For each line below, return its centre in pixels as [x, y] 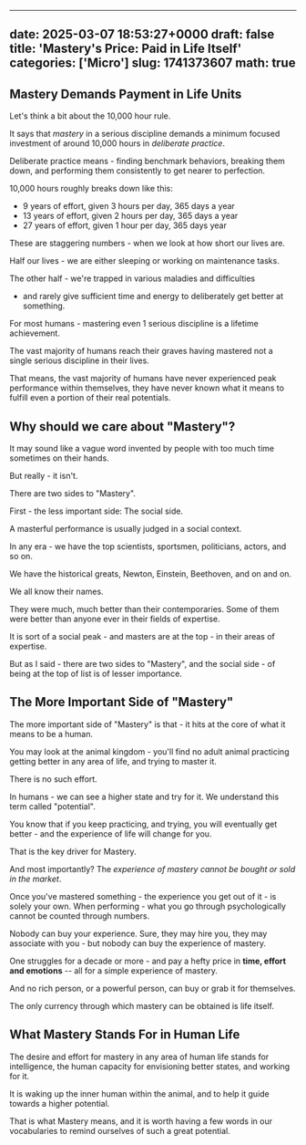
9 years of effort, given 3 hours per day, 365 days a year [128, 206]
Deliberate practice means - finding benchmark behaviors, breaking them [147, 161]
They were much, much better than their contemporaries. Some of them [144, 609]
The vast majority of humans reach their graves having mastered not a [141, 351]
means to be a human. [51, 734]
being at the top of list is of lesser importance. [96, 674]
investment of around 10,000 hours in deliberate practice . [117, 143]
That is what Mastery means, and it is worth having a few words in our [141, 1121]
